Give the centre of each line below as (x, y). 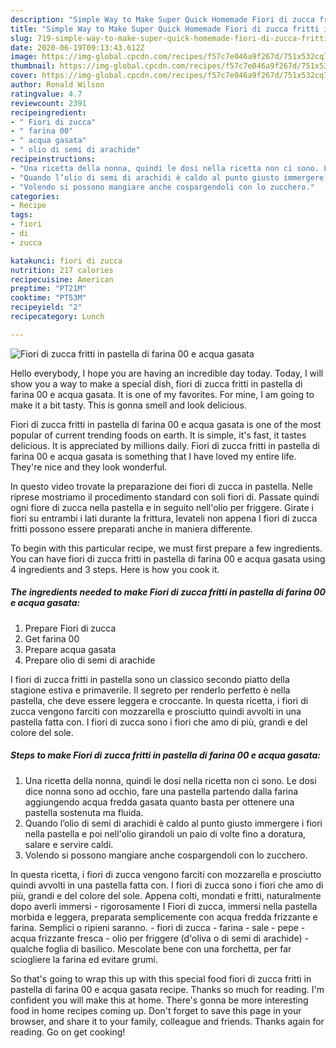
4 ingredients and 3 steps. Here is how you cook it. (115, 569)
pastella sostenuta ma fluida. (84, 812)
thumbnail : (33, 66)
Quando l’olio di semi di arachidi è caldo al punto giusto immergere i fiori (173, 823)
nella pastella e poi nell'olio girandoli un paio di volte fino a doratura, (165, 833)
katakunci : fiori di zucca (66, 261)
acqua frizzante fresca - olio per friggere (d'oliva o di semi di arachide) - (159, 938)
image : (24, 57)
